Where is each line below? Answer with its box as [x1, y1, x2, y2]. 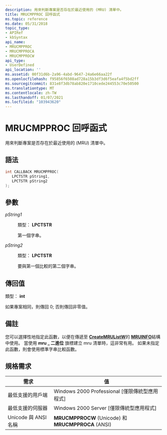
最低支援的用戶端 [7, 391, 48, 398]
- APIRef [5, 30, 23, 35]
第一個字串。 [17, 232, 44, 238]
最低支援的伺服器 [7, 404, 48, 411]
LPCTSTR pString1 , [11, 174, 50, 179]
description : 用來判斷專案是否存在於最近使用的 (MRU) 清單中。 [5, 7, 124, 12]
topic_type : [5, 26, 30, 31]
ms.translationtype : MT [5, 85, 55, 91]
